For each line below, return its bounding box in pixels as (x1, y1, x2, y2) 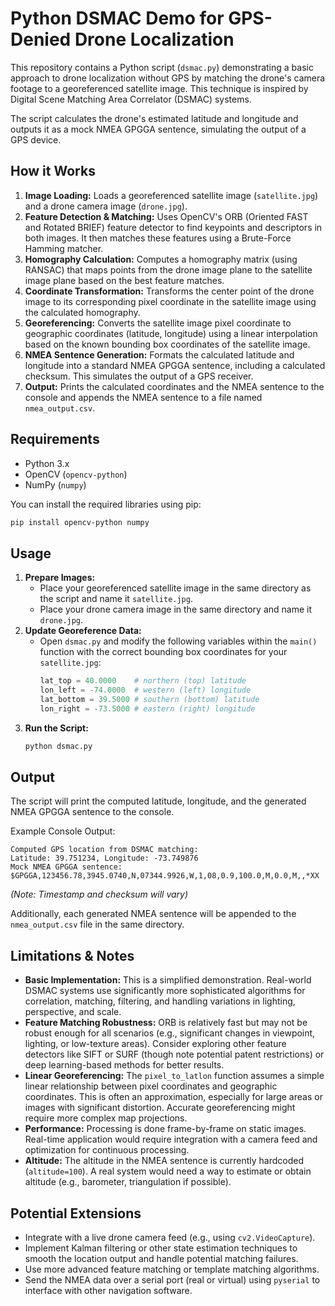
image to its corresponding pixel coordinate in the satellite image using (24, 295, 317, 307)
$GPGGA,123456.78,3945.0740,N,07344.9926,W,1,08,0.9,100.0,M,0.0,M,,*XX (10, 871, 320, 881)
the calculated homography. (24, 306, 141, 318)
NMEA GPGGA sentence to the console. (10, 806, 175, 818)
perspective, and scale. (24, 1006, 122, 1018)
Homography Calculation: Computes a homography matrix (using (24, 253, 298, 265)
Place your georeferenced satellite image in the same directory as (39, 582, 312, 594)
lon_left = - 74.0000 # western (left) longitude (39, 685, 252, 696)
